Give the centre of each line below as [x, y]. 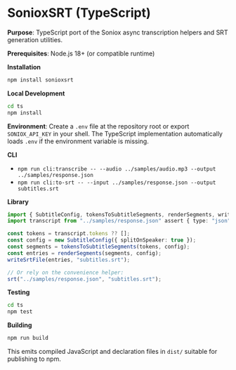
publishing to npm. [34, 359]
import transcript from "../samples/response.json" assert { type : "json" [119, 221]
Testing [19, 292]
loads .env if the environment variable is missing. [78, 141]
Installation [24, 67]
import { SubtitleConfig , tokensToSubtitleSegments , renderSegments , [111, 214]
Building [20, 325]
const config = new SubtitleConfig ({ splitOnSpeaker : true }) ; [102, 240]
